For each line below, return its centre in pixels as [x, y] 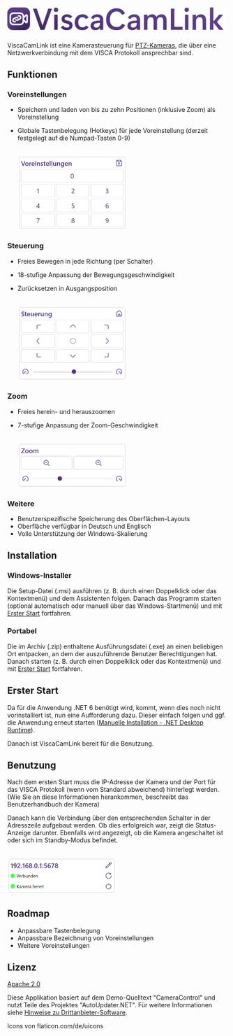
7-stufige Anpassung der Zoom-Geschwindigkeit [88, 425]
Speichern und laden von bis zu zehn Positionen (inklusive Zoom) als [116, 110]
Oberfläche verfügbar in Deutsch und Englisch [84, 526]
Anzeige [19, 833]
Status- [206, 825]
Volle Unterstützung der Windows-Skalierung [82, 533]
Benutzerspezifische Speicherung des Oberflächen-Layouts [104, 518]
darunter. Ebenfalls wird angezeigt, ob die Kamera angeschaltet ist [128, 833]
